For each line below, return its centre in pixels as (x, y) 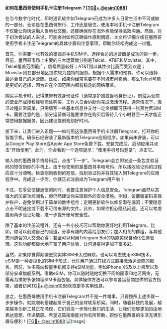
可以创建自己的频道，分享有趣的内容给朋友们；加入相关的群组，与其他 (90, 232)
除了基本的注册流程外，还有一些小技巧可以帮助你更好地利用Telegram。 (78, 225)
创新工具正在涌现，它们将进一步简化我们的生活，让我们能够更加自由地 (90, 309)
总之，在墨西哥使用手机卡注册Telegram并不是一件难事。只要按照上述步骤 (80, 296)
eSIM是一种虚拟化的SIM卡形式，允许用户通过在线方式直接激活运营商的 (78, 261)
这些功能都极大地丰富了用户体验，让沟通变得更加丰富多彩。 (75, 244)
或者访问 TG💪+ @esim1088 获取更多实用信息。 (60, 286)
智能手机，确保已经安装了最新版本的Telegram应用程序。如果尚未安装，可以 (82, 137)
